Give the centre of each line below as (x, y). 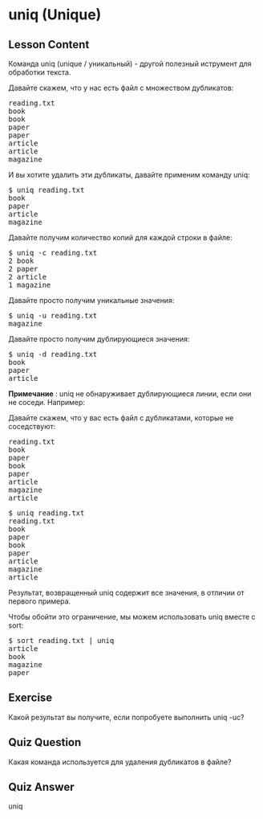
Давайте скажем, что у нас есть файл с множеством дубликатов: (121, 88)
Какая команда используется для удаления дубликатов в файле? (120, 762)
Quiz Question (45, 742)
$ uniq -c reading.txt (53, 253)
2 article (27, 277)
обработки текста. (40, 72)
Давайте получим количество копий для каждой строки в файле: (120, 238)
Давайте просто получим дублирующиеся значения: (99, 339)
